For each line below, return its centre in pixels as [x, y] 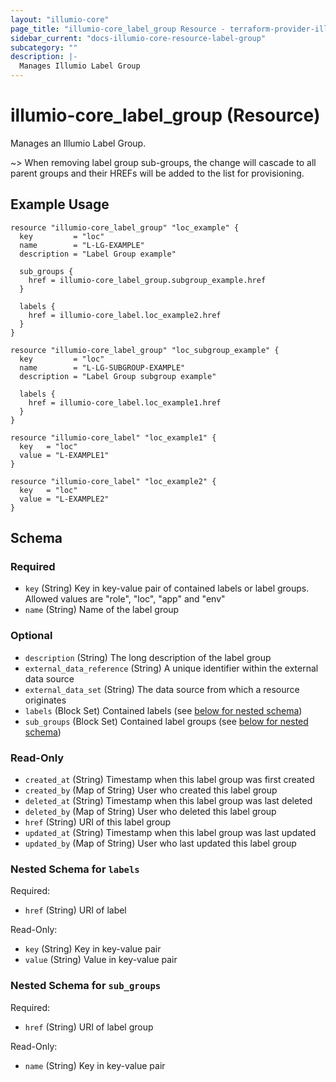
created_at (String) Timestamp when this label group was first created [169, 780]
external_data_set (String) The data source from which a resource [162, 689]
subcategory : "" [44, 47]
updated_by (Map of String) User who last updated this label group [160, 843]
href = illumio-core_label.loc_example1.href [125, 402]
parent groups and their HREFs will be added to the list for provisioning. [157, 173]
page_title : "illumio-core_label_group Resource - [118, 29]
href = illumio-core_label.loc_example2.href [125, 315]
